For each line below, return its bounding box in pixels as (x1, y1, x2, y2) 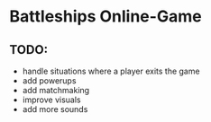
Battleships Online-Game (9, 6, 202, 27)
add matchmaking (22, 85, 90, 95)
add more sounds (22, 104, 88, 114)
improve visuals (22, 94, 81, 105)
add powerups (22, 75, 77, 86)
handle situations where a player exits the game (22, 65, 200, 76)
